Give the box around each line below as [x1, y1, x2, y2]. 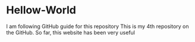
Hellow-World [6, 3, 76, 17]
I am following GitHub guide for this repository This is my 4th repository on [6, 23, 189, 30]
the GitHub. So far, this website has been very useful [6, 29, 136, 36]
